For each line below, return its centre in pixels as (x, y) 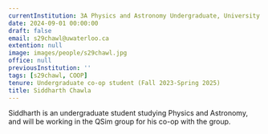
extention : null (35, 46)
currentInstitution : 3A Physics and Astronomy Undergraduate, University (134, 16)
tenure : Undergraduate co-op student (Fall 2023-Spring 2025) (114, 83)
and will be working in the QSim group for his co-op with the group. (120, 122)
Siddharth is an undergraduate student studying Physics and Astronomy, (128, 113)
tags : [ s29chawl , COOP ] (48, 75)
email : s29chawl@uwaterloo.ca (59, 38)
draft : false (30, 30)
